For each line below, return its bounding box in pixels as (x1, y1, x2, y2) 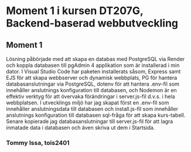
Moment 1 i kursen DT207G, (6, 4, 144, 18)
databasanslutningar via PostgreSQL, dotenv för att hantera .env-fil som (6, 80, 180, 87)
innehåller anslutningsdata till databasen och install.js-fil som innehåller (6, 106, 179, 112)
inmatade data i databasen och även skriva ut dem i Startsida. (6, 124, 155, 131)
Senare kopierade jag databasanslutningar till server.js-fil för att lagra (6, 118, 173, 124)
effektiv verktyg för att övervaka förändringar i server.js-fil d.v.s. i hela (6, 93, 175, 100)
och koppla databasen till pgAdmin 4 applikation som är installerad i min (6, 62, 180, 69)
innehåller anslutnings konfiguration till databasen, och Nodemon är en (6, 87, 177, 93)
